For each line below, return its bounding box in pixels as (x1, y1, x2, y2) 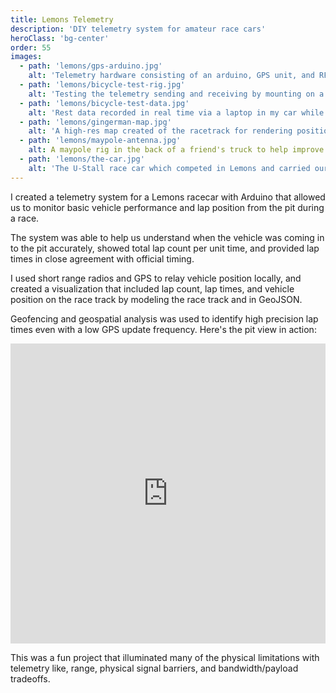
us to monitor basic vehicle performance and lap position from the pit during (10, 201, 325, 213)
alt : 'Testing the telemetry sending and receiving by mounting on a (28, 89, 325, 99)
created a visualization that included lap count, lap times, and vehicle (10, 282, 295, 295)
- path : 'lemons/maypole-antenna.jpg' (19, 136, 182, 146)
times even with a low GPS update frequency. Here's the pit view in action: (10, 323, 317, 335)
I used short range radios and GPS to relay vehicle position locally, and (10, 272, 302, 284)
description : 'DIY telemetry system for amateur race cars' (10, 24, 267, 34)
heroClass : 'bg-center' (10, 33, 110, 43)
